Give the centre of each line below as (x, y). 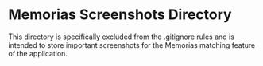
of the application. (38, 53)
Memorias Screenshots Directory (120, 15)
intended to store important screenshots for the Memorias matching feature (132, 45)
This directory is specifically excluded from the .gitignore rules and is (121, 37)
